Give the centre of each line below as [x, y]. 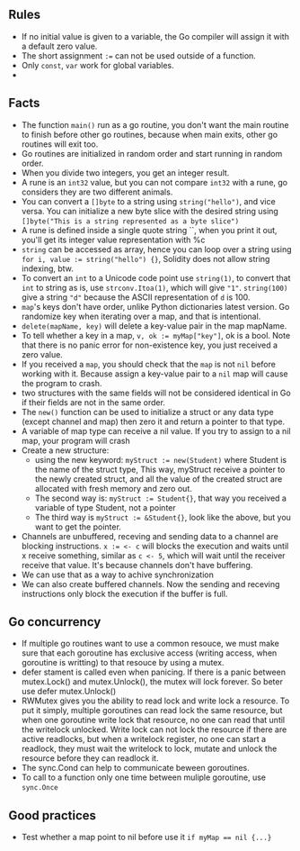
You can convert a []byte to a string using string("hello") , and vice [148, 201]
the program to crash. [62, 383]
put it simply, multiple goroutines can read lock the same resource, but [152, 711]
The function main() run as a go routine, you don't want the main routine [155, 124]
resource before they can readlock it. [90, 758]
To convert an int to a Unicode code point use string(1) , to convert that [156, 277]
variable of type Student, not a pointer [105, 507]
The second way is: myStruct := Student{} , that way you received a [160, 498]
